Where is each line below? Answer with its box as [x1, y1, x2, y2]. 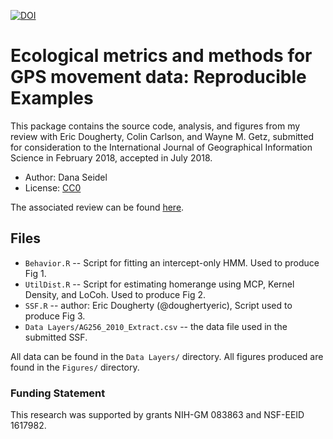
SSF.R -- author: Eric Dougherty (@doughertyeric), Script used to [24, 299, 293, 311]
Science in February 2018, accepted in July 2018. [10, 151, 213, 164]
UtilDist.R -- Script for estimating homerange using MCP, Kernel [24, 278, 295, 290]
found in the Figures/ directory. [10, 361, 140, 373]
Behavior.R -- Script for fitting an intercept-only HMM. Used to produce [24, 256, 320, 269]
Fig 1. [24, 267, 47, 279]
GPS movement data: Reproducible [10, 66, 307, 89]
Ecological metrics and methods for [10, 45, 313, 67]
